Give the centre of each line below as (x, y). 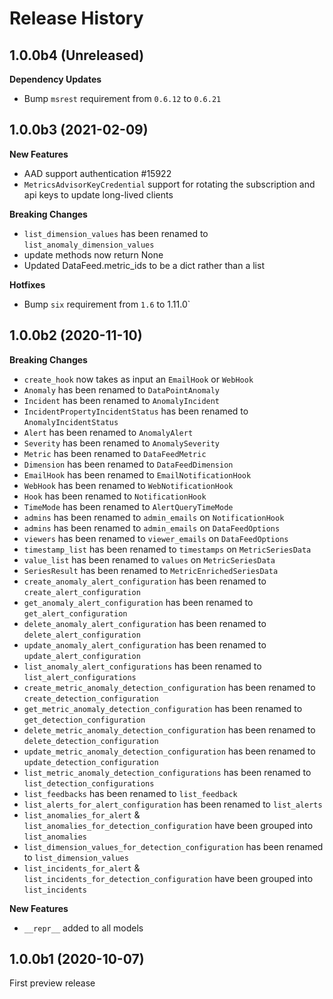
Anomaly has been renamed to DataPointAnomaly (122, 389)
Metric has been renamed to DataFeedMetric (115, 453)
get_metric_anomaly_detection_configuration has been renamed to (163, 708)
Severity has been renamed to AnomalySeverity (122, 443)
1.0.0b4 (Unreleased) (77, 55)
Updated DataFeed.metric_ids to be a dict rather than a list (144, 265)
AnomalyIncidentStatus (71, 422)
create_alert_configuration (82, 592)
